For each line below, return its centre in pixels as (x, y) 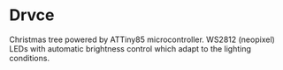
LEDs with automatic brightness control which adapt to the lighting (130, 48)
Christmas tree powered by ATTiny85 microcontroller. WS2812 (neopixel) (142, 39)
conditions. (30, 58)
